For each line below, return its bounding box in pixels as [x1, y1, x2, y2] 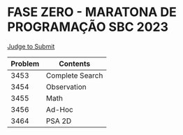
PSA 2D [45, 116, 72, 126]
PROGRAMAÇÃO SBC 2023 [7, 19, 169, 35]
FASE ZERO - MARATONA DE [7, 4, 177, 20]
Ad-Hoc [45, 104, 73, 114]
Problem [10, 59, 40, 69]
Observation [45, 82, 87, 92]
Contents [59, 59, 91, 69]
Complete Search [45, 71, 103, 80]
